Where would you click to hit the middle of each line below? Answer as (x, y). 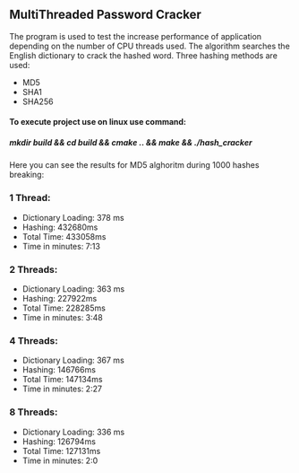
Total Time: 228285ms (64, 308)
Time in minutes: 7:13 (61, 246)
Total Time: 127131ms (61, 451)
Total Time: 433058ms (64, 236)
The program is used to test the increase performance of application (136, 36)
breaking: (27, 175)
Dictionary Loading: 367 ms (73, 360)
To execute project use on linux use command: (98, 122)
